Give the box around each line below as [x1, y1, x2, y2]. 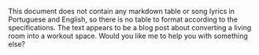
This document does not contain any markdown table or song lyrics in [8, 7, 235, 15]
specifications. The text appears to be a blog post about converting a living [8, 23, 252, 32]
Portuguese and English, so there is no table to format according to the [8, 15, 239, 24]
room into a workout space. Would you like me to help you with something [8, 31, 248, 40]
